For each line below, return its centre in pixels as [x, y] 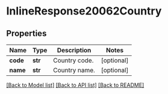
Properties [26, 33]
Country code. [73, 60]
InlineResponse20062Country [84, 11]
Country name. [74, 70]
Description [74, 50]
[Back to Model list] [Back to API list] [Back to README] [75, 85]
